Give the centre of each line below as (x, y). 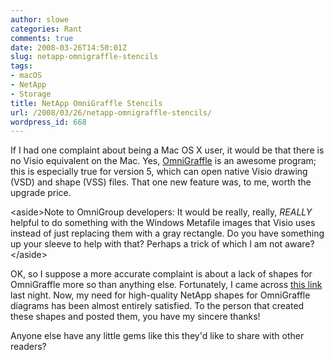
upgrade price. (41, 193)
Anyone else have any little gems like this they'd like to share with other (157, 336)
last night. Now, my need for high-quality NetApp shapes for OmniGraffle (160, 295)
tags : (21, 66)
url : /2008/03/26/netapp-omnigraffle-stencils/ (111, 112)
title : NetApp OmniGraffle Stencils (86, 103)
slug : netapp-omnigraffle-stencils (84, 57)
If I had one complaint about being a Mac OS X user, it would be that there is (167, 150)
